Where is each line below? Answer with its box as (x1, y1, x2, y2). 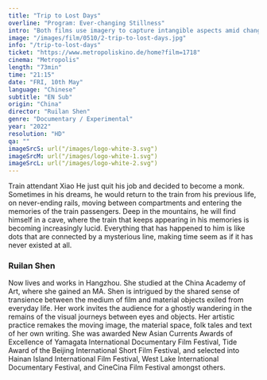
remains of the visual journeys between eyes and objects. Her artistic (8, 312, 235, 322)
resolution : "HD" (8, 130, 66, 138)
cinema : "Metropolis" (8, 56, 80, 64)
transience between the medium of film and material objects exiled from (8, 295, 244, 304)
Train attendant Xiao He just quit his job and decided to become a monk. (8, 181, 245, 191)
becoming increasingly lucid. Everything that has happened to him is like (8, 223, 246, 233)
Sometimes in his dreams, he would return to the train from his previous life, (8, 190, 257, 200)
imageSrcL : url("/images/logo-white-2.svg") (8, 160, 158, 168)
